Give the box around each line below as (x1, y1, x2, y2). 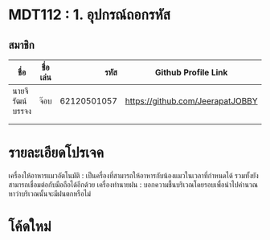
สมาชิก (8, 38, 35, 51)
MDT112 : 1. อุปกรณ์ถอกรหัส (8, 6, 171, 24)
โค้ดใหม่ (8, 218, 51, 236)
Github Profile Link (155, 67, 228, 78)
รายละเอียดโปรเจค (8, 144, 104, 162)
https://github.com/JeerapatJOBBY (125, 96, 259, 106)
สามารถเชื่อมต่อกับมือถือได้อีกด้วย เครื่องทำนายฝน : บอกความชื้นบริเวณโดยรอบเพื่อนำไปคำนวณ (8, 179, 259, 189)
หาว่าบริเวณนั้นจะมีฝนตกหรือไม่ (8, 189, 91, 198)
